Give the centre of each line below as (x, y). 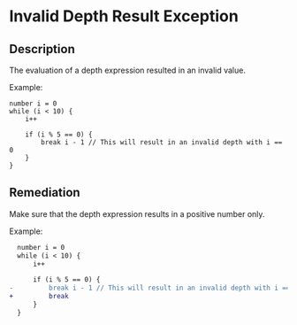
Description (42, 49)
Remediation (45, 193)
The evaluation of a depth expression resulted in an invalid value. (127, 70)
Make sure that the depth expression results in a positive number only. (137, 213)
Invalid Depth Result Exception (124, 16)
